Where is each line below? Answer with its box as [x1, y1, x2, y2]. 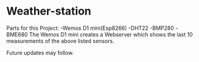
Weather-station [6, 4, 92, 18]
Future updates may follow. [6, 49, 74, 56]
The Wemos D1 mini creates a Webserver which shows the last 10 [29, 30, 193, 38]
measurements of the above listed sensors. [6, 37, 115, 44]
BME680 [6, 30, 29, 38]
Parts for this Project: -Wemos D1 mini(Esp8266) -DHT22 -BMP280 [6, 24, 174, 32]
